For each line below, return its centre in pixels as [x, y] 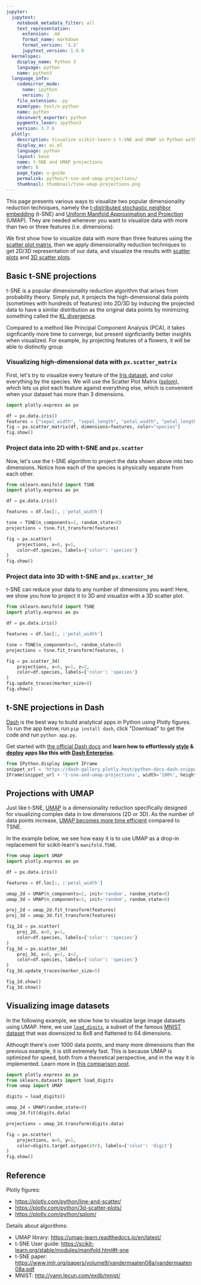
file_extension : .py [42, 101]
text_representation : [44, 28]
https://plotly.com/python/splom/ [56, 1214]
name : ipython [40, 90]
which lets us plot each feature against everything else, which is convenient [100, 388]
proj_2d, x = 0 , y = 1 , [41, 932]
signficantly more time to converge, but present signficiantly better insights [99, 334]
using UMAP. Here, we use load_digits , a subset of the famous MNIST [94, 1027]
